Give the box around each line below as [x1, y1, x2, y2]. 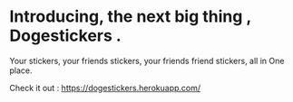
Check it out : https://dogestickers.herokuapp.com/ [9, 82, 201, 93]
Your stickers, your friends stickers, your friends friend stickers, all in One [9, 55, 285, 66]
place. [9, 65, 34, 76]
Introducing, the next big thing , [9, 6, 252, 27]
